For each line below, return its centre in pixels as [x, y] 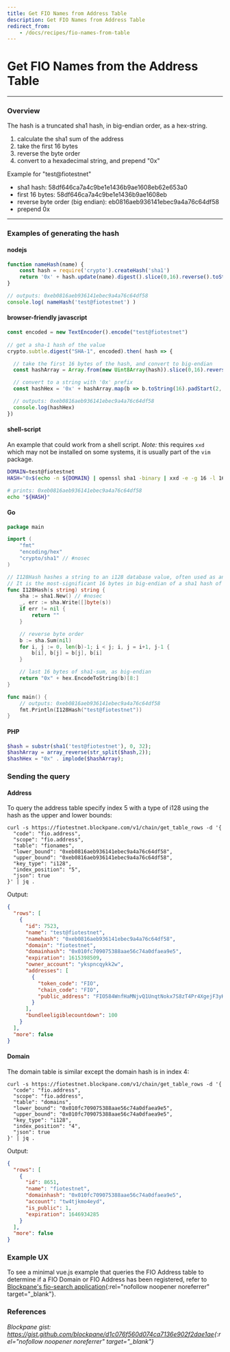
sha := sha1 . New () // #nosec [61, 596]
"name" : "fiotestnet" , [57, 1189]
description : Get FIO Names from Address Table [76, 20]
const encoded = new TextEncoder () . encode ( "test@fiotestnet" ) [98, 332]
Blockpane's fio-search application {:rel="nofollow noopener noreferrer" [108, 1287]
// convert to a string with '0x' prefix [73, 382]
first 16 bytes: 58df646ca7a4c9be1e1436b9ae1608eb [92, 195]
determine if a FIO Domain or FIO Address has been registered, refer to [107, 1279]
